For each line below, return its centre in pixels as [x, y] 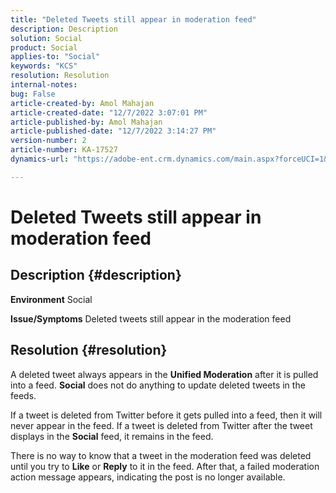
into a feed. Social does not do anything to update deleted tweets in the [158, 385]
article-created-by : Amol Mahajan [82, 103]
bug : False [33, 94]
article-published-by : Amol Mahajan [86, 122]
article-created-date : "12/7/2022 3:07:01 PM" [109, 112]
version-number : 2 [48, 141]
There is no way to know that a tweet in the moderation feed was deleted [161, 455]
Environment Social [51, 299]
